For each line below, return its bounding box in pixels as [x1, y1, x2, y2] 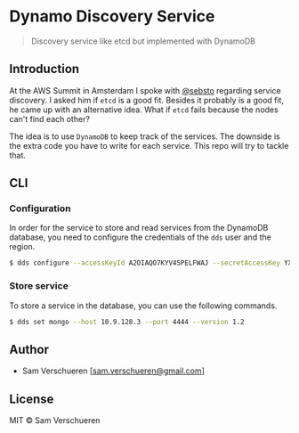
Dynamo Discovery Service [9, 6, 215, 27]
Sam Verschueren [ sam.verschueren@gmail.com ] [21, 365, 205, 376]
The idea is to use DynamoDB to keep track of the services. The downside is [9, 131, 280, 142]
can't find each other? [9, 113, 91, 124]
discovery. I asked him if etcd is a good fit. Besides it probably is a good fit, [9, 94, 285, 105]
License [9, 391, 54, 406]
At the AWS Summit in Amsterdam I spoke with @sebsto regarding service [9, 85, 282, 95]
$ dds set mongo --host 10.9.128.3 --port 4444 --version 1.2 [9, 317, 245, 326]
